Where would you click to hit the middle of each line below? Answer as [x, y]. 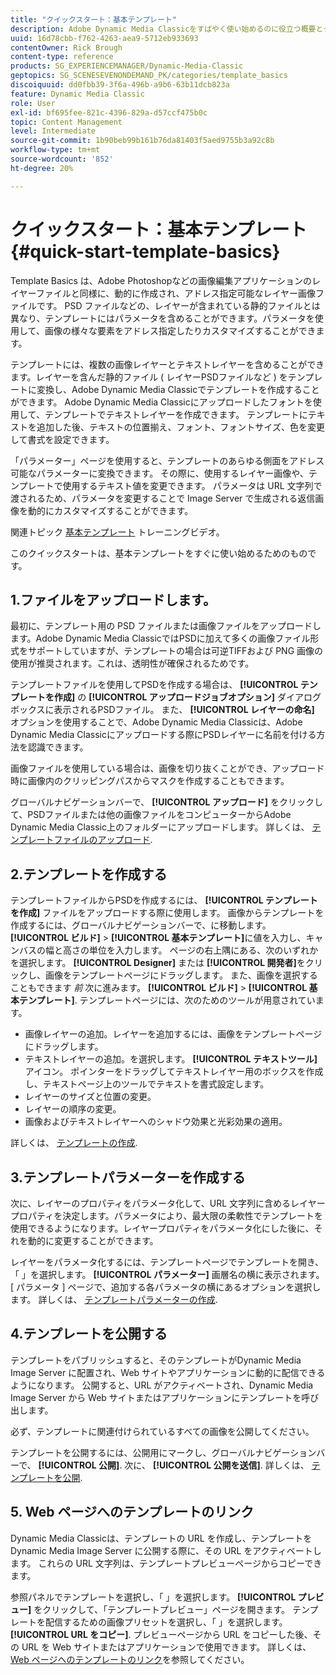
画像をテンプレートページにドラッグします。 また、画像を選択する [181, 975]
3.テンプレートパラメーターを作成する [128, 1177]
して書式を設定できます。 [62, 439]
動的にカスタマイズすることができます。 [110, 510]
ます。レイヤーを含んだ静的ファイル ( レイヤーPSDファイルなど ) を [149, 377]
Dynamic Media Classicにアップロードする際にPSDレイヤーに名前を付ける [163, 735]
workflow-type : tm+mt [55, 150]
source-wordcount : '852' [62, 159]
